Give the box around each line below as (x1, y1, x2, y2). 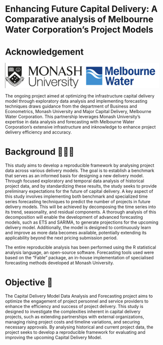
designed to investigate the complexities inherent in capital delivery (5, 308, 141, 315)
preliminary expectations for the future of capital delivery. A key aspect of (5, 189, 154, 194)
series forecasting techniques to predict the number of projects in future (5, 199, 150, 205)
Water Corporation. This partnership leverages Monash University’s (5, 114, 141, 120)
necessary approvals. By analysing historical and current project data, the (5, 324, 154, 330)
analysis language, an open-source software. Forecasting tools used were (5, 249, 154, 255)
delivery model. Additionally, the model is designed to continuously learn (5, 225, 151, 230)
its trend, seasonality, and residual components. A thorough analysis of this (5, 209, 156, 215)
